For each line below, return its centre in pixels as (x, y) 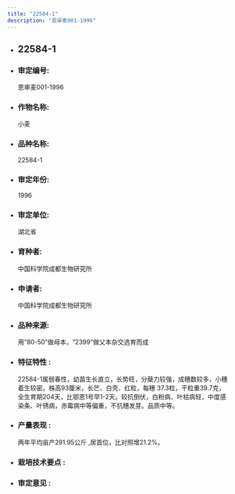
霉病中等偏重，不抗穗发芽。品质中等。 (122, 405)
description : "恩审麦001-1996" (52, 20)
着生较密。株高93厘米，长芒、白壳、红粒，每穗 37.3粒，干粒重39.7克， (121, 388)
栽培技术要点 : (41, 462)
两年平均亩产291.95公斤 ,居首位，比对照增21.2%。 (91, 442)
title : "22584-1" (33, 14)
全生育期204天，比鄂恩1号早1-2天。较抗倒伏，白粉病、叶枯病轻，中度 (119, 396)
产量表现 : (34, 425)
